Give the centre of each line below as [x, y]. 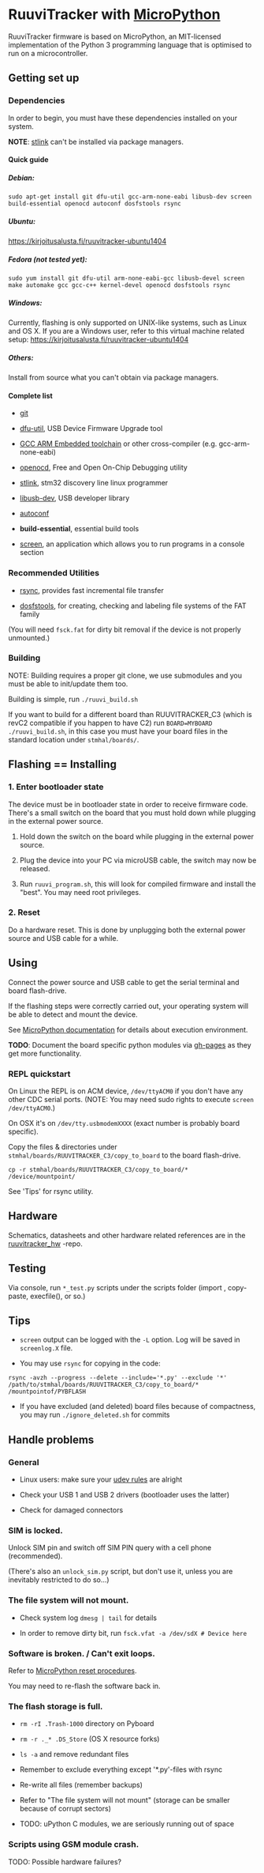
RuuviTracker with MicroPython [114, 15]
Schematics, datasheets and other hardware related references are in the [127, 1235]
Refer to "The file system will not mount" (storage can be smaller [125, 1800]
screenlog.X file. [46, 1348]
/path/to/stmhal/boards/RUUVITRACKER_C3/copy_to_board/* [104, 1385]
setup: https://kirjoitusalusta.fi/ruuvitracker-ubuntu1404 [99, 340]
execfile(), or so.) [58, 1296]
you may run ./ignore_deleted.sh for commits [95, 1415]
